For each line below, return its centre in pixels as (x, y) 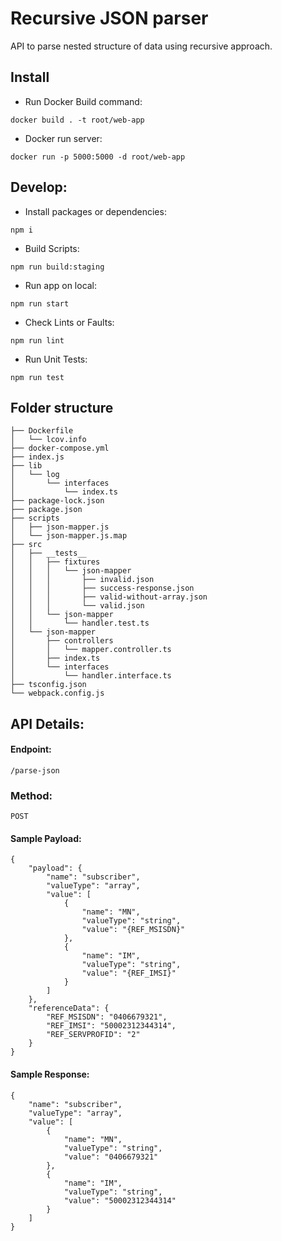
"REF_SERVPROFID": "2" (93, 1035)
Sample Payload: (46, 838)
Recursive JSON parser (109, 18)
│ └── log (35, 475)
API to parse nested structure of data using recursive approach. (141, 46)
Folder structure (62, 407)
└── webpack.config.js (57, 693)
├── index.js (37, 457)
